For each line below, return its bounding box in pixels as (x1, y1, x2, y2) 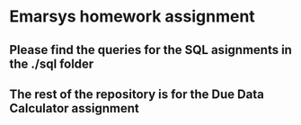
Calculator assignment (9, 101, 139, 116)
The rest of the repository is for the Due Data (9, 86, 265, 102)
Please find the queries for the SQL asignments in (9, 42, 292, 58)
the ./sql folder (9, 56, 94, 71)
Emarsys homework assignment (9, 6, 256, 27)
